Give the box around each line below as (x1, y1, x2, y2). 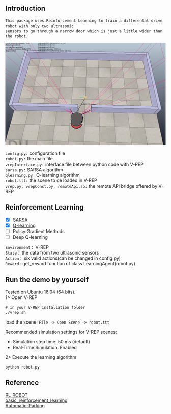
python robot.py (5, 364, 40, 370)
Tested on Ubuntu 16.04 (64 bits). (5, 289, 76, 295)
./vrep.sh (5, 310, 26, 315)
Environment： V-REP (5, 244, 49, 250)
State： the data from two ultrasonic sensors (5, 249, 99, 256)
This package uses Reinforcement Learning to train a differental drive (5, 18, 163, 24)
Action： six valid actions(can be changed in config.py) (5, 255, 121, 261)
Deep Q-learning (12, 234, 48, 240)
